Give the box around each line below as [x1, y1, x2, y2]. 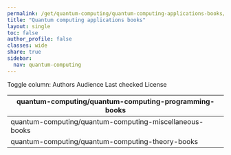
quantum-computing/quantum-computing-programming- [16, 96, 215, 106]
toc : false [7, 29, 38, 37]
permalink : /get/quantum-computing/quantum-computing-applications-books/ [7, 10, 226, 17]
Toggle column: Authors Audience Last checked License [7, 80, 167, 88]
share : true [7, 49, 41, 56]
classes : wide [7, 42, 48, 49]
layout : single [7, 23, 51, 30]
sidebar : [7, 55, 32, 62]
